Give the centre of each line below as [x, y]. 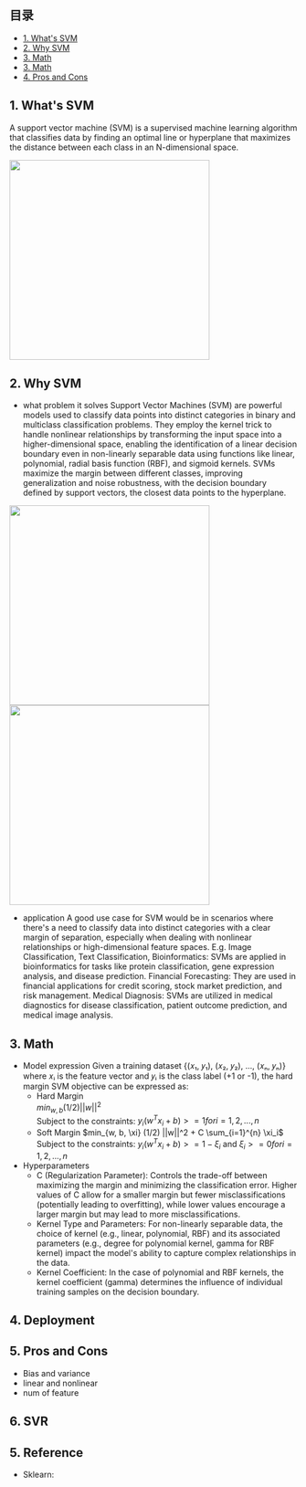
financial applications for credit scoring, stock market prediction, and [153, 986]
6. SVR [29, 1422]
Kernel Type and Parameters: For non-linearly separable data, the [159, 1223]
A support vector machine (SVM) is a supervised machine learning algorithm [153, 127]
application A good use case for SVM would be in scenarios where [148, 918]
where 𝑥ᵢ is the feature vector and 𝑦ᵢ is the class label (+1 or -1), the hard [158, 1076]
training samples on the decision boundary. [117, 1292]
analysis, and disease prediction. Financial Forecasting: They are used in [159, 976]
